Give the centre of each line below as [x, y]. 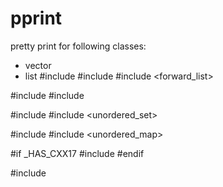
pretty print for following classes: [78, 46]
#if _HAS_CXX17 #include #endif [77, 153]
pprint [36, 18]
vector [38, 65]
